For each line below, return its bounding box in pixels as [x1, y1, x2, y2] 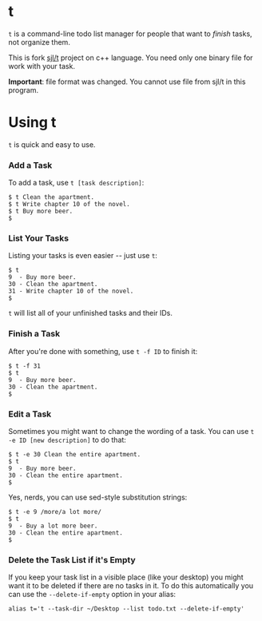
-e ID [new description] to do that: [8, 435, 126, 445]
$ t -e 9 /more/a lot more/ [8, 508, 102, 516]
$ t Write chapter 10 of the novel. [8, 201, 130, 209]
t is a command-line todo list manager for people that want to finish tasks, [8, 29, 253, 38]
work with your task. [8, 61, 76, 70]
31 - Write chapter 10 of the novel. [8, 287, 134, 296]
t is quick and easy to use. [8, 139, 96, 149]
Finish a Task [8, 328, 61, 340]
